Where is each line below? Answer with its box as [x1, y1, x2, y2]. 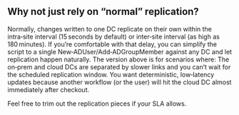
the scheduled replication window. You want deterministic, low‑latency [7, 70, 215, 79]
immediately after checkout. [7, 85, 90, 94]
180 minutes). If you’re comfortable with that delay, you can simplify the [7, 39, 218, 49]
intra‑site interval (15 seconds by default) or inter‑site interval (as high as [7, 32, 220, 41]
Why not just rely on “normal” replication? [7, 6, 200, 18]
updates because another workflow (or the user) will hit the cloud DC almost [7, 78, 232, 86]
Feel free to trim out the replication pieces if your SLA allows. [7, 99, 187, 108]
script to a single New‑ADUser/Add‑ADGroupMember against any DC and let [7, 47, 233, 56]
